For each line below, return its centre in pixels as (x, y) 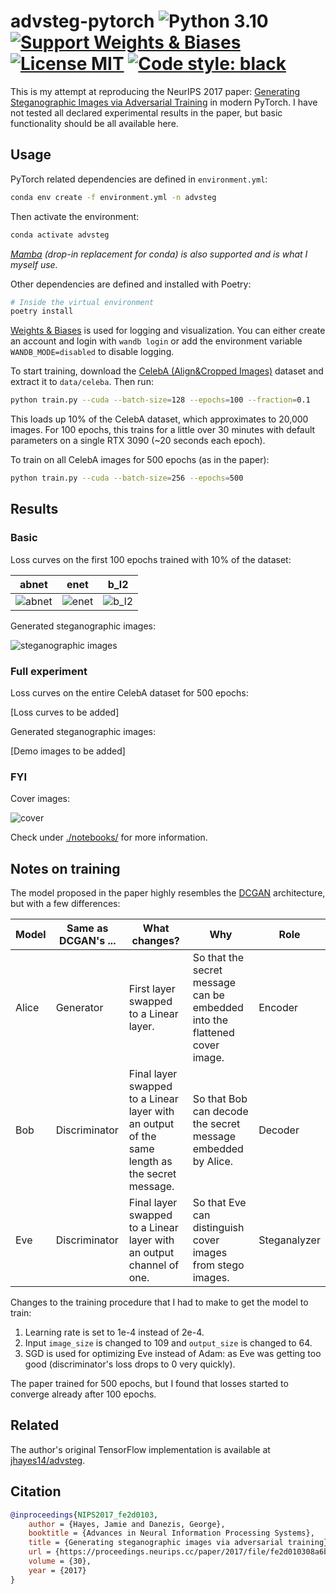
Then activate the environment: (75, 216)
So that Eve (219, 1203)
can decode (220, 1112)
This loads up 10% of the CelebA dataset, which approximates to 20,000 (159, 419)
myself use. (34, 264)
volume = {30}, (60, 1561)
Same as (87, 928)
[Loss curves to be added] (65, 712)
